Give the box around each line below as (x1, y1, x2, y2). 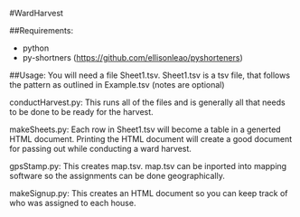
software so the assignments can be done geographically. (9, 171, 226, 181)
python (22, 42, 50, 53)
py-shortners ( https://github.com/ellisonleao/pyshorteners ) (22, 52, 243, 62)
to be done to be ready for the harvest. (9, 107, 154, 117)
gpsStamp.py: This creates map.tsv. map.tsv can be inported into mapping (9, 161, 287, 171)
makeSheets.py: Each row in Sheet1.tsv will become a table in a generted (9, 124, 282, 135)
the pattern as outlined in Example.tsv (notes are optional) (9, 80, 225, 90)
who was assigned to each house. (9, 198, 136, 208)
